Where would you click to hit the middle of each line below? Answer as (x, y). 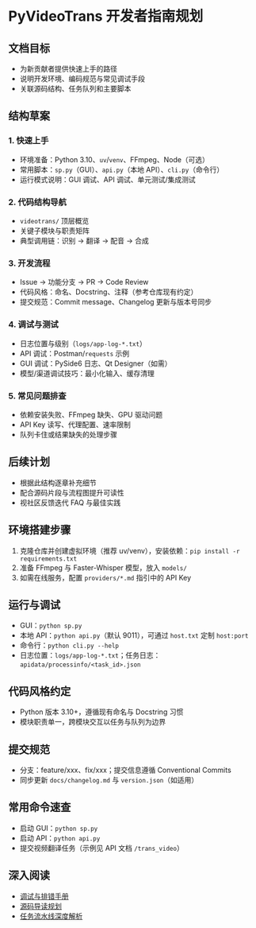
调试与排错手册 (44, 896)
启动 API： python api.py (60, 838)
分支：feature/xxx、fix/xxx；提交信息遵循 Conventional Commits (125, 770)
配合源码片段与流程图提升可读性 (72, 492)
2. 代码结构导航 (38, 202)
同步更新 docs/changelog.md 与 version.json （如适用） (109, 779)
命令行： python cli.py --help (69, 646)
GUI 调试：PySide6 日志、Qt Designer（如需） (96, 363)
